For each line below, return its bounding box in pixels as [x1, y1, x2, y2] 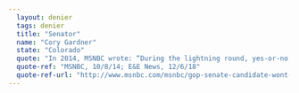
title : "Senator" [16, 29, 81, 38]
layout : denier [16, 12, 73, 22]
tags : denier [16, 21, 65, 30]
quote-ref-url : [16, 71, 73, 80]
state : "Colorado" [16, 46, 86, 55]
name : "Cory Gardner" [16, 37, 97, 47]
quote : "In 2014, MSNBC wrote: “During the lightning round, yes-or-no [16, 54, 289, 63]
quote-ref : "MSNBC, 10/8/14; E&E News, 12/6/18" [16, 63, 201, 72]
